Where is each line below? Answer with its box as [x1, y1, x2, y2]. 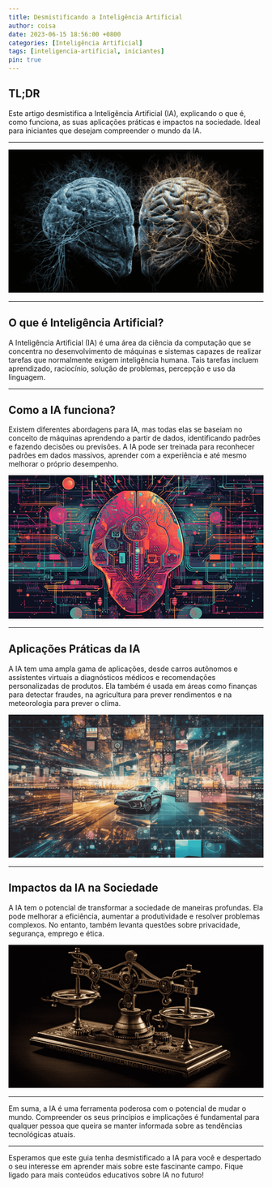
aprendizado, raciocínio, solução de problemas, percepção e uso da [8, 364, 236, 373]
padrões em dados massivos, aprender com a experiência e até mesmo [8, 450, 247, 460]
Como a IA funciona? [8, 403, 116, 417]
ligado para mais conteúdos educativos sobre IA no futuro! [8, 1169, 204, 1180]
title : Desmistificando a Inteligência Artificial [8, 13, 183, 21]
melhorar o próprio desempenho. [8, 459, 119, 469]
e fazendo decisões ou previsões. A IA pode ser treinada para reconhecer [8, 442, 255, 452]
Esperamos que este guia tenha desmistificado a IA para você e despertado [8, 1152, 261, 1162]
